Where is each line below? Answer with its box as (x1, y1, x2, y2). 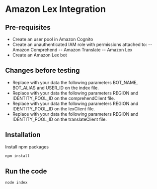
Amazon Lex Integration (5, 3, 106, 15)
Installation (5, 131, 41, 139)
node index (5, 180, 28, 185)
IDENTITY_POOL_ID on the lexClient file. (12, 105, 95, 112)
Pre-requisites (5, 23, 51, 32)
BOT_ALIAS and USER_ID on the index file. (12, 85, 99, 91)
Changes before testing (5, 66, 80, 75)
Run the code (5, 167, 47, 175)
